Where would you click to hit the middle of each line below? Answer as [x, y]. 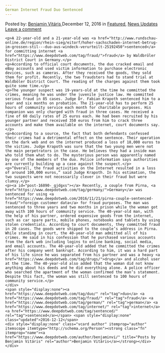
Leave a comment [23, 29]
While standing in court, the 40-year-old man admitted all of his [76, 233]
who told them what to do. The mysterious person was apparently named [80, 155]
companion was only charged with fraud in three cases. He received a [79, 112]
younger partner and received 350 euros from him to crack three [74, 120]
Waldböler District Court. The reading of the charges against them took [83, 81]
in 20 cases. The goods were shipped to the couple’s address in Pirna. [82, 229]
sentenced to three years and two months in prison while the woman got [82, 207]
